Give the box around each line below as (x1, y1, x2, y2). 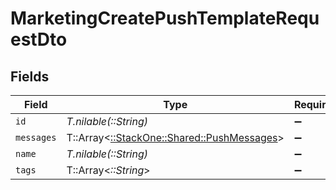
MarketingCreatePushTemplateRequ (10, 7, 320, 30)
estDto (10, 28, 68, 51)
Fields (10, 68, 50, 85)
